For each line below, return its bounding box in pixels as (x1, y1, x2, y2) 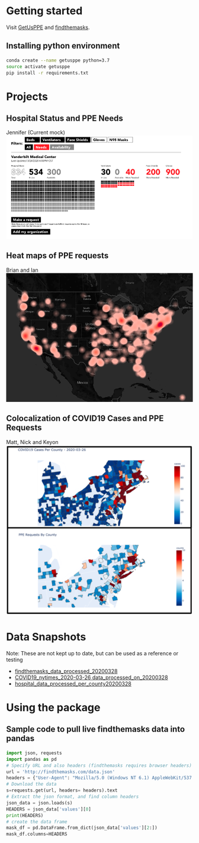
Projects (6, 90, 49, 103)
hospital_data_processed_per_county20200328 (14, 680, 131, 687)
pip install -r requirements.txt (6, 70, 89, 76)
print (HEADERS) (6, 812, 44, 818)
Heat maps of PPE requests (6, 250, 109, 261)
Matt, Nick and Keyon (6, 438, 59, 445)
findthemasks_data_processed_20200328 (14, 667, 118, 674)
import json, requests (6, 750, 62, 756)
